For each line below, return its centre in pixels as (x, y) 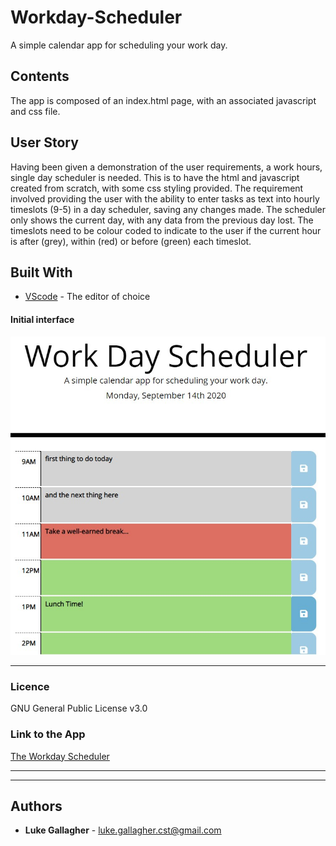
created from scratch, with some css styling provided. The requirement (157, 188)
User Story (44, 142)
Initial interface (42, 319)
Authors (36, 806)
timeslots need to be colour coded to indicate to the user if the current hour (166, 230)
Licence (30, 686)
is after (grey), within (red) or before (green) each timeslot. (131, 241)
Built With (41, 272)
